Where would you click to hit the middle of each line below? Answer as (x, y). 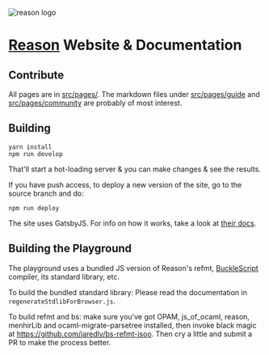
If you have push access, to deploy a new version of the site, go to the (125, 184)
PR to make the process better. (60, 342)
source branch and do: (46, 193)
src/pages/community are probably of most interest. (95, 103)
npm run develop (36, 154)
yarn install (30, 147)
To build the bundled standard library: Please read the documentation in (128, 292)
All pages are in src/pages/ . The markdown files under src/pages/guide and (134, 94)
